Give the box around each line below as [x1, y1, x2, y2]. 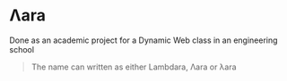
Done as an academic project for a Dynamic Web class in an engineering [9, 35, 278, 45]
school [9, 44, 34, 54]
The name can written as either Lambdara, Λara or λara [30, 61, 237, 72]
